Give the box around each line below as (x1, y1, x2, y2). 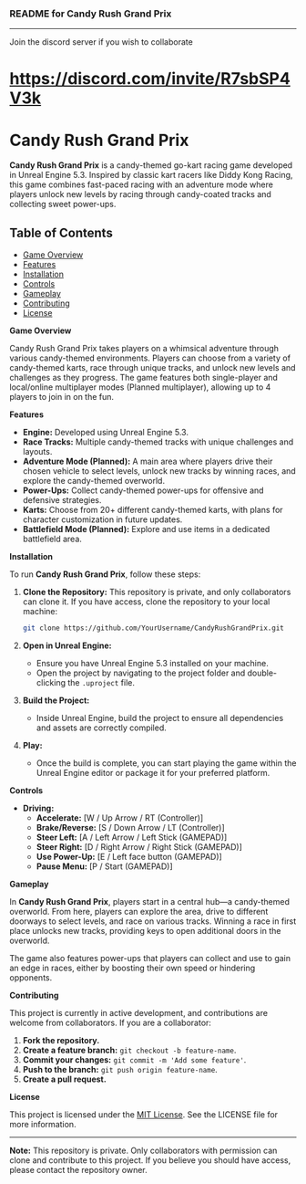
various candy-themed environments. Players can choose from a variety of (9, 352, 291, 363)
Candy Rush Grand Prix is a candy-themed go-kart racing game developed (9, 160, 293, 171)
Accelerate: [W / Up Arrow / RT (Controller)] (36, 812, 204, 823)
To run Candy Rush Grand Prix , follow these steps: (9, 569, 201, 580)
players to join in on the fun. (9, 392, 115, 403)
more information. (9, 1119, 76, 1130)
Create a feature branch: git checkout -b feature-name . (22, 1044, 237, 1056)
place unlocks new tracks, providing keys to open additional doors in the (9, 926, 281, 937)
